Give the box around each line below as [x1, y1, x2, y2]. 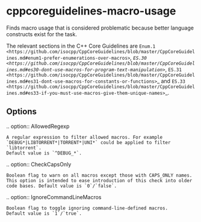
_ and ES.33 [156, 77, 185, 84]
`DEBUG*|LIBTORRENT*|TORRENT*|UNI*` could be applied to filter [6, 139, 171, 145]
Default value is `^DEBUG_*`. [6, 150, 82, 156]
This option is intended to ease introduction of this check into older [6, 177, 193, 183]
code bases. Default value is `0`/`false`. [6, 183, 117, 189]
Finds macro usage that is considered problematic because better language [6, 24, 194, 31]
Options [6, 107, 37, 117]
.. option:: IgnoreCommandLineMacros [6, 193, 102, 200]
